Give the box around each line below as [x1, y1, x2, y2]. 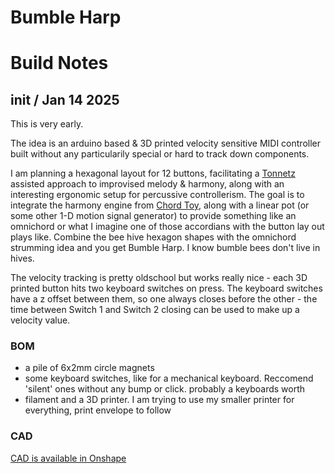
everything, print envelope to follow [24, 404, 172, 416]
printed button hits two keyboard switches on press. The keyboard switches [10, 282, 323, 295]
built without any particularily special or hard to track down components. [10, 148, 310, 160]
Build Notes [10, 52, 109, 75]
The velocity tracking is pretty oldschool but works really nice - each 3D [10, 272, 308, 284]
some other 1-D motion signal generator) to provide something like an [10, 210, 297, 222]
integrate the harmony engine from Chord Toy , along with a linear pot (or [10, 199, 310, 211]
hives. [10, 252, 35, 265]
